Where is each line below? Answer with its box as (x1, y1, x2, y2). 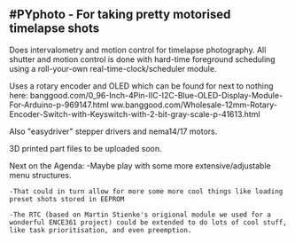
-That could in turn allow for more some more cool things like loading (9, 186, 283, 196)
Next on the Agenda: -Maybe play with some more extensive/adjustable (9, 160, 272, 171)
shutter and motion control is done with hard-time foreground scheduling (9, 53, 276, 65)
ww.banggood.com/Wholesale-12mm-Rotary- (110, 99, 277, 110)
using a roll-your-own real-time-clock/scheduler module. (9, 63, 217, 74)
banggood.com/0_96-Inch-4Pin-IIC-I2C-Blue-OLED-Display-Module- (29, 90, 283, 100)
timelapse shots (9, 21, 100, 36)
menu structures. (9, 169, 72, 180)
